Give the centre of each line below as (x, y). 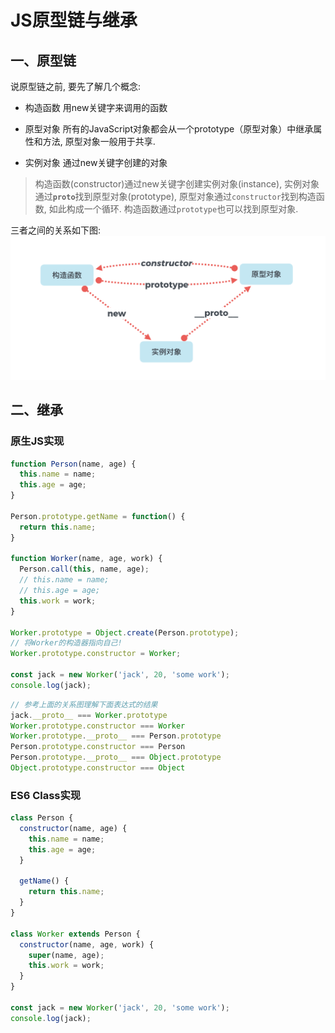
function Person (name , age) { (73, 464)
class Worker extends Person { (75, 934)
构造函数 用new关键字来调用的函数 (96, 107)
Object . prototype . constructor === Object (98, 768)
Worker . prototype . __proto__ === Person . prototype (116, 736)
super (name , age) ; (66, 955)
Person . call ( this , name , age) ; (84, 569)
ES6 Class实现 (46, 795)
